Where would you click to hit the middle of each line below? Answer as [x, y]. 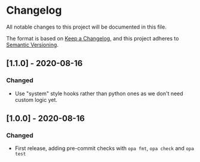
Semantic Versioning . [32, 45]
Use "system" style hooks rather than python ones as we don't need [99, 94]
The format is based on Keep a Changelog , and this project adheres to [93, 38]
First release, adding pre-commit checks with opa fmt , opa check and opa [104, 148]
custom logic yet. [36, 99]
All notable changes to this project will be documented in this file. [87, 27]
